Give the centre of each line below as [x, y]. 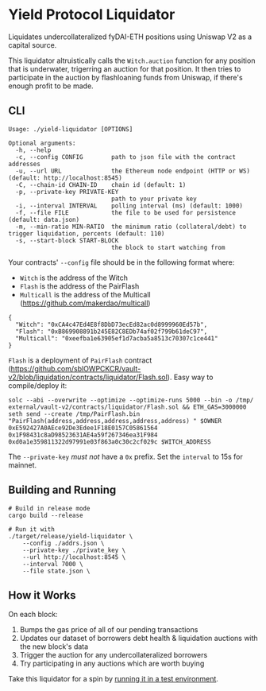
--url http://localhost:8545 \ [74, 557]
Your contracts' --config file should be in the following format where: [121, 262]
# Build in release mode [49, 508]
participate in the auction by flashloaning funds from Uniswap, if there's [126, 77]
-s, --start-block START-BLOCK [67, 240]
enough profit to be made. [51, 86]
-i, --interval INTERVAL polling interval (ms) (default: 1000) [129, 206]
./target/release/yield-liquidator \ [71, 536]
